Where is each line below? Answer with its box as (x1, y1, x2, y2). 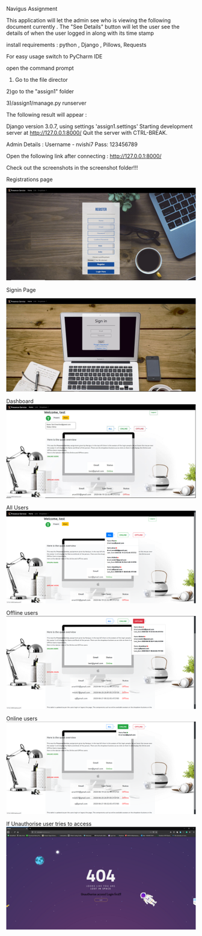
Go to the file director (14, 76, 68, 83)
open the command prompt (6, 64, 74, 72)
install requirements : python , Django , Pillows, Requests (6, 42, 147, 48)
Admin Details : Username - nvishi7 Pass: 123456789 (6, 141, 138, 148)
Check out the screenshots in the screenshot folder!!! (6, 164, 138, 171)
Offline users (6, 609, 38, 617)
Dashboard (6, 397, 34, 405)
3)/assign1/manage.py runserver (6, 99, 87, 106)
